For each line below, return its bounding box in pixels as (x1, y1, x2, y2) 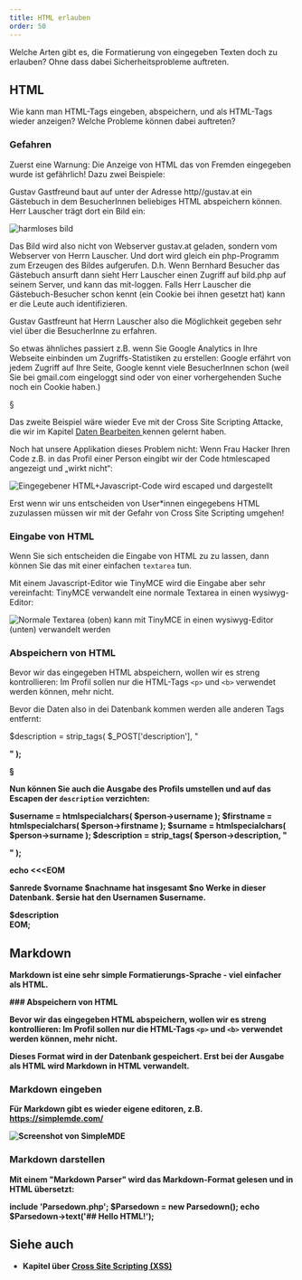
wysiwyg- (252, 587, 289, 598)
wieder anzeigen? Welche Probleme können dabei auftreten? (9, 116, 236, 127)
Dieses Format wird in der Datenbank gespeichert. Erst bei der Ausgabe (9, 1051, 285, 1062)
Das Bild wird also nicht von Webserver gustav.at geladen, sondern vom (9, 241, 278, 251)
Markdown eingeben (9, 1083, 102, 1095)
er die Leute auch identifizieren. (9, 298, 128, 308)
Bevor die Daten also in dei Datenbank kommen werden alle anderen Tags (9, 704, 285, 715)
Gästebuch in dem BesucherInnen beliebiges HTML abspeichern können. (9, 195, 283, 206)
